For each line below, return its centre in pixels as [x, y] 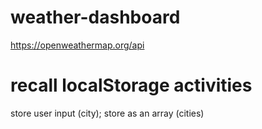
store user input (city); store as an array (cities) [107, 113]
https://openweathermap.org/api [77, 45]
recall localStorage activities [131, 85]
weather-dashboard [95, 17]
